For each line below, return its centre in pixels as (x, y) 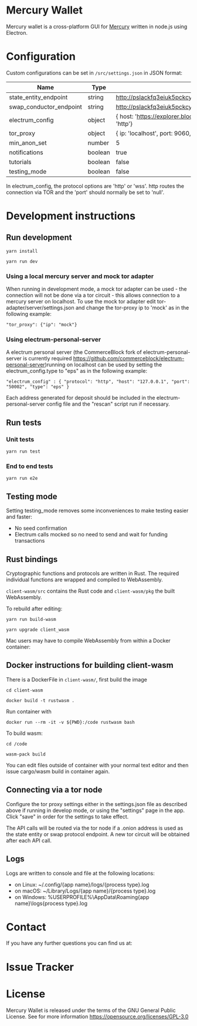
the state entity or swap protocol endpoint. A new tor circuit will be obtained (98, 834)
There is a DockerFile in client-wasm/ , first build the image (77, 679)
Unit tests (20, 439)
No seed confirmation (41, 528)
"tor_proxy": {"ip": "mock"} (42, 325)
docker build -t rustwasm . (40, 700)
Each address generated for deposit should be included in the (81, 398)
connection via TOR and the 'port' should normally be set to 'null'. (85, 192)
